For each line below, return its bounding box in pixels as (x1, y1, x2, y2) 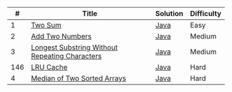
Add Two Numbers (30, 32, 92, 41)
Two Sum (30, 21, 61, 30)
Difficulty (189, 9, 222, 18)
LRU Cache (30, 62, 68, 71)
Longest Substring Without (30, 43, 118, 52)
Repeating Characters (30, 51, 102, 60)
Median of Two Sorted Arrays (30, 73, 126, 83)
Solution (155, 9, 184, 18)
